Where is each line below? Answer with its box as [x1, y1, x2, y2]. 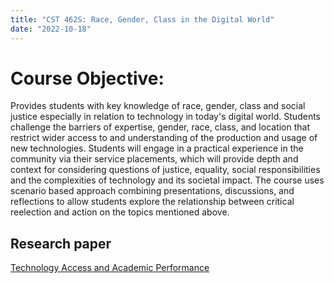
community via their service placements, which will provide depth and [10, 153, 299, 165]
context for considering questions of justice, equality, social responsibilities [10, 164, 321, 176]
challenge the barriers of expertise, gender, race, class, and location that [10, 121, 311, 133]
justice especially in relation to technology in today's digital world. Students [10, 111, 321, 123]
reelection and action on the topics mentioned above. [10, 206, 230, 218]
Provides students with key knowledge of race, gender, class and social [10, 100, 306, 112]
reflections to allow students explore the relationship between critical [10, 196, 295, 208]
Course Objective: [10, 67, 165, 90]
